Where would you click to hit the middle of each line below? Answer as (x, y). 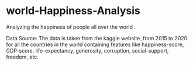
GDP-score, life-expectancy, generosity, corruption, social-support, (87, 50)
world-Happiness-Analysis (73, 11)
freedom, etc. (23, 57)
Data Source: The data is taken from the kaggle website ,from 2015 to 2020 (97, 38)
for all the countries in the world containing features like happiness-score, (95, 44)
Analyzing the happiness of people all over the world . (71, 27)
